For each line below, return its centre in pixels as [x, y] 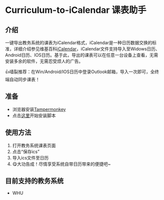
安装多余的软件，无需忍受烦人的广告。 [44, 61]
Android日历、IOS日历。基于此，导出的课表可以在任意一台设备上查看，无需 [82, 55]
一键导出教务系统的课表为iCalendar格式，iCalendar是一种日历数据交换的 [79, 43]
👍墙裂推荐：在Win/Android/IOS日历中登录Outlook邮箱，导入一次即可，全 [80, 72]
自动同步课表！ [24, 79]
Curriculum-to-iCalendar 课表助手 [76, 10]
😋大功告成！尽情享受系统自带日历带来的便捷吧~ [61, 164]
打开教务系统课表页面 [34, 145]
